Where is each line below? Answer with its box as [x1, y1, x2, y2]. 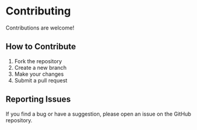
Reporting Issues [5, 94, 71, 105]
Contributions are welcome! [5, 24, 75, 31]
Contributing [5, 4, 71, 18]
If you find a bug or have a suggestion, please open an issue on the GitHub [5, 110, 192, 117]
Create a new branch [14, 64, 67, 71]
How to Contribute [5, 42, 77, 52]
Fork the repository [14, 57, 63, 64]
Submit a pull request [14, 76, 67, 84]
